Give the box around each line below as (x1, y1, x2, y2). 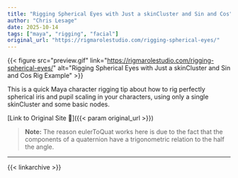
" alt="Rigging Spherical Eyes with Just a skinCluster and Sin (52, 64, 231, 72)
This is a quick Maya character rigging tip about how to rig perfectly (7, 85, 205, 94)
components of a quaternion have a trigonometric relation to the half (24, 135, 225, 144)
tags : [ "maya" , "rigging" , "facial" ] (7, 30, 119, 38)
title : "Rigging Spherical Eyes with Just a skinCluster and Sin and (7, 10, 217, 18)
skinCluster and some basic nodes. (7, 100, 110, 109)
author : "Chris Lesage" (7, 17, 78, 24)
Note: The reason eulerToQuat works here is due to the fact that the (24, 128, 223, 136)
